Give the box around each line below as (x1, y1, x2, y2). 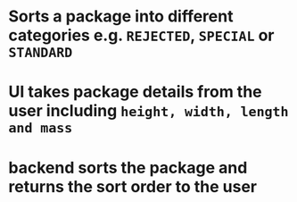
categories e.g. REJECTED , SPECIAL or (8, 25, 275, 46)
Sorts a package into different (8, 6, 234, 27)
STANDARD (8, 45, 73, 62)
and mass (8, 120, 73, 137)
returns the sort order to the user (8, 176, 258, 197)
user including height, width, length (8, 101, 289, 122)
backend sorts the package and (8, 157, 248, 178)
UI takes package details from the (8, 82, 262, 102)
